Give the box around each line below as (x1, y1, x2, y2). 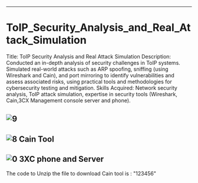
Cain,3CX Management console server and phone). (6, 97, 131, 104)
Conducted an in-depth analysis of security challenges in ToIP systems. (6, 59, 181, 66)
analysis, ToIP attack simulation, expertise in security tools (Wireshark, (6, 90, 178, 97)
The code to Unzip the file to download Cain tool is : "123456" (6, 169, 156, 177)
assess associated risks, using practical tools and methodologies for (6, 78, 172, 85)
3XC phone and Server (19, 154, 104, 164)
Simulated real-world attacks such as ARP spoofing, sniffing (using (6, 66, 169, 73)
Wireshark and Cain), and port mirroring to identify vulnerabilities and (6, 71, 175, 79)
